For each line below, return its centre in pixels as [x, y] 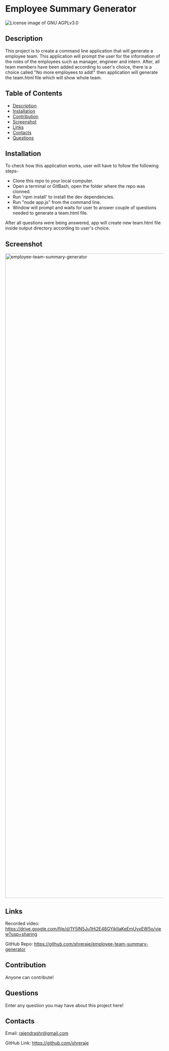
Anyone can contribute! [29, 977]
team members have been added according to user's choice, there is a [78, 67]
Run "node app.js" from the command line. [57, 202]
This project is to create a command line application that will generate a [79, 50]
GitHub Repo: [19, 944]
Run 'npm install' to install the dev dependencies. [63, 197]
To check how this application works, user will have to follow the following [82, 166]
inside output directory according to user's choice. [58, 228]
